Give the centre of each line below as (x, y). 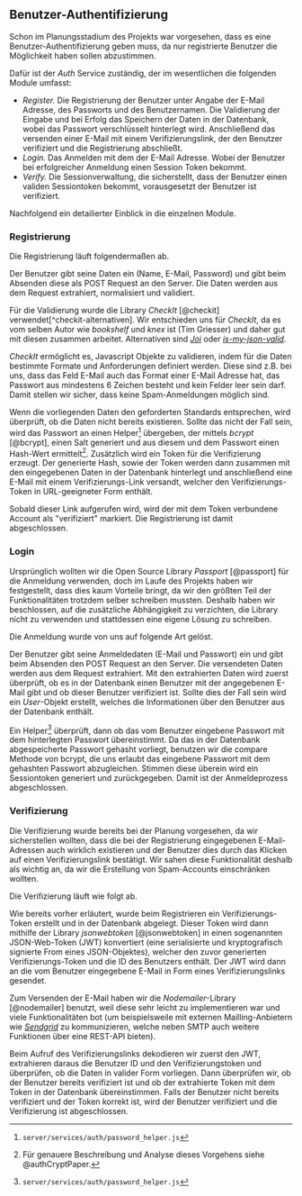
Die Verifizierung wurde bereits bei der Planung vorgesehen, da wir (134, 830)
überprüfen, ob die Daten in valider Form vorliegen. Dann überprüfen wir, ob (151, 1073)
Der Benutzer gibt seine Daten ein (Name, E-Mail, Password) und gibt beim (148, 274)
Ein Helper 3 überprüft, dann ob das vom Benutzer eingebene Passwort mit (147, 729)
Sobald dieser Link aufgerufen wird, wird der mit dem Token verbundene (144, 509)
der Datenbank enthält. (52, 711)
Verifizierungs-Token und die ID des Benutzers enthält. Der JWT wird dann (147, 961)
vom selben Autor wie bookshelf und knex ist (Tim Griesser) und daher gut (147, 330)
